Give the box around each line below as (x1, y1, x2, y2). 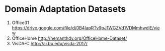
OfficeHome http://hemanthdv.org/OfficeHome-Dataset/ (11, 35, 127, 41)
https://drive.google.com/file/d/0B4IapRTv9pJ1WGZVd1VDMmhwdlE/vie (11, 25, 160, 30)
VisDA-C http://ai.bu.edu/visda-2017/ (11, 40, 88, 46)
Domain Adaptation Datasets (4, 3, 126, 15)
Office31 (11, 20, 29, 25)
